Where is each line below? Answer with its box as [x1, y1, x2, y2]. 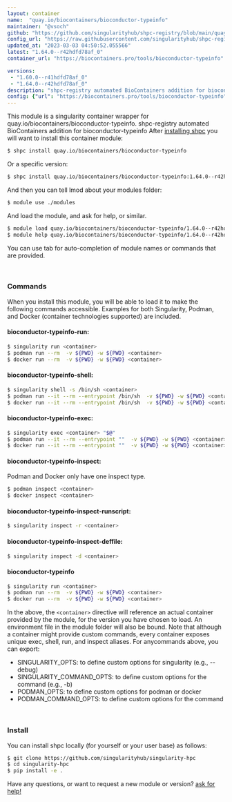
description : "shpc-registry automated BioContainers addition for [7, 87, 206, 94]
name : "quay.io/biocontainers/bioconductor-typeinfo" [7, 17, 168, 23]
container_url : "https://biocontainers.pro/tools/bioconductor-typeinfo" [7, 55, 224, 62]
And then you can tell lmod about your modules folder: [7, 186, 162, 194]
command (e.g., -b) [17, 681, 73, 689]
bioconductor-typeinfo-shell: [7, 371, 93, 380]
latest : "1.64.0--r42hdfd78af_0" [7, 49, 104, 56]
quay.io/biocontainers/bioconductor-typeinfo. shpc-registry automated [7, 119, 209, 128]
